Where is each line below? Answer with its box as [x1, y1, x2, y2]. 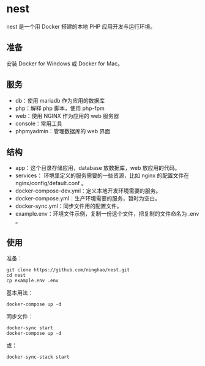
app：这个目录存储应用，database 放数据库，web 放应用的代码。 [15, 164, 181, 172]
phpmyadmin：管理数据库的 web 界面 [15, 127, 111, 134]
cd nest [6, 273, 26, 279]
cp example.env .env [6, 277, 59, 284]
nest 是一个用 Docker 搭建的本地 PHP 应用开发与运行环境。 [6, 23, 156, 30]
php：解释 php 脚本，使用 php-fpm [15, 104, 105, 112]
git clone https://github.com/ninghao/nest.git [6, 267, 130, 273]
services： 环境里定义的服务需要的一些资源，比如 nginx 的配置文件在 [15, 172, 190, 179]
